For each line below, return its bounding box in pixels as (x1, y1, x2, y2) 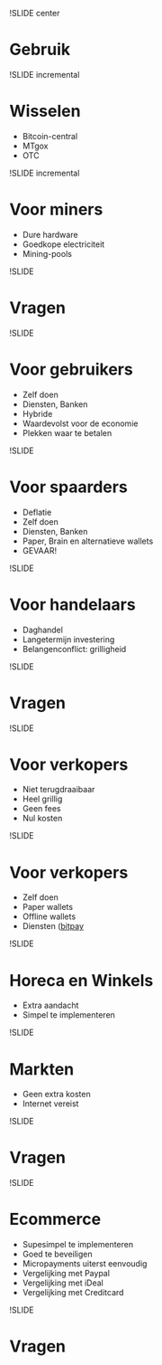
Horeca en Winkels (9, 970, 154, 991)
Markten (9, 1058, 75, 1079)
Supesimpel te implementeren (22, 1239, 133, 1250)
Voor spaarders (9, 477, 128, 497)
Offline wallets (22, 911, 76, 922)
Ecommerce (9, 1209, 102, 1229)
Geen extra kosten (22, 1089, 92, 1100)
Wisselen (9, 101, 81, 121)
